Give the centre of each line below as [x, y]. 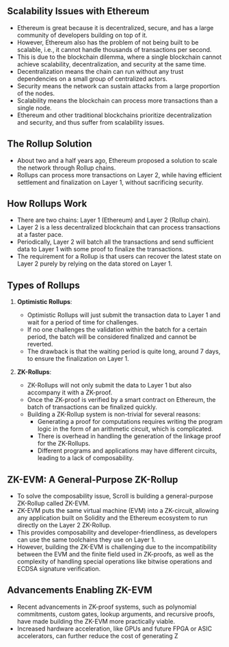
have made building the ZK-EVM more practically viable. [96, 621]
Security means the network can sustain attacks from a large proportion [118, 86]
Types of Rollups [43, 285]
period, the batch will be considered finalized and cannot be [112, 337]
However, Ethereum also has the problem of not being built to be [108, 42]
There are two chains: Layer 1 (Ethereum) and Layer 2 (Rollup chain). [113, 220]
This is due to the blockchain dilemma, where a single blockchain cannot [119, 57]
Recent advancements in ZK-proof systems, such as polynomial [107, 607]
